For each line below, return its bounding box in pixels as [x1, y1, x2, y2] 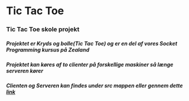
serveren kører [6, 67, 43, 74]
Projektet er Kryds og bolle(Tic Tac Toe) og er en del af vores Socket [6, 40, 178, 47]
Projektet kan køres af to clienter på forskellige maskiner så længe [6, 61, 174, 69]
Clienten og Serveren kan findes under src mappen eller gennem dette [6, 82, 183, 89]
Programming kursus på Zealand [6, 46, 90, 53]
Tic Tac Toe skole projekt [6, 25, 80, 34]
